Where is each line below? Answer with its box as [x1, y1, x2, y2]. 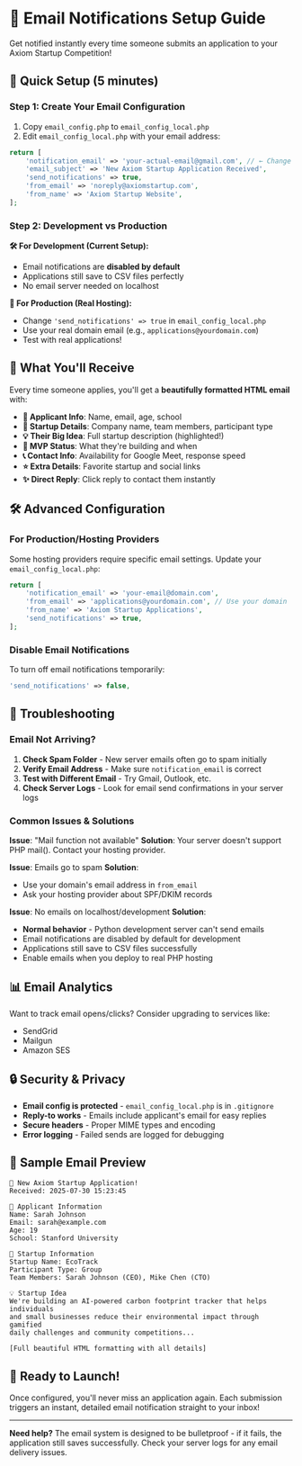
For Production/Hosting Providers [9, 533, 160, 545]
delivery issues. [9, 1447, 67, 1458]
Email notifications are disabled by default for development [22, 933, 241, 944]
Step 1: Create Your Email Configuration [9, 101, 186, 113]
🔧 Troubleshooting [9, 706, 115, 722]
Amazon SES [22, 1044, 71, 1056]
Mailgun [22, 1035, 53, 1046]
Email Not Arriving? [9, 733, 96, 746]
